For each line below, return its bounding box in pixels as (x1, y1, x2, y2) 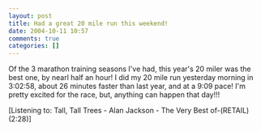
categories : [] (8, 42, 60, 50)
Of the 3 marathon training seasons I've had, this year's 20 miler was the (8, 64, 251, 74)
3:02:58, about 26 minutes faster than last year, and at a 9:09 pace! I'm (8, 82, 246, 91)
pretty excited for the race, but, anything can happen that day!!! (8, 90, 220, 99)
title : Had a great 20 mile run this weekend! (8, 19, 169, 27)
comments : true (8, 34, 60, 43)
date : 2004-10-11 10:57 (8, 27, 89, 35)
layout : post (8, 11, 53, 20)
